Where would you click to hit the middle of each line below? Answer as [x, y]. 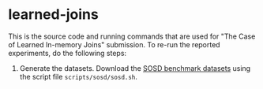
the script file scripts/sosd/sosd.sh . [79, 76]
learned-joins [53, 15]
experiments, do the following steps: [68, 53]
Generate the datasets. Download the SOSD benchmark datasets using [135, 68]
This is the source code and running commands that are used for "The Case [132, 36]
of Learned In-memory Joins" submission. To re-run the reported [114, 44]
